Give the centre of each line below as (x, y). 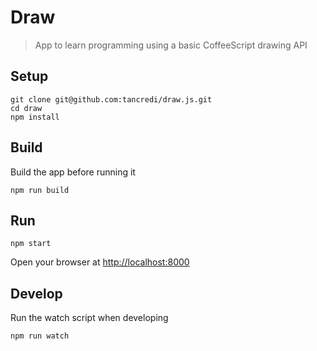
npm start (31, 244)
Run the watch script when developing (89, 318)
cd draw (26, 108)
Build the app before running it (73, 172)
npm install (35, 117)
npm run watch (40, 336)
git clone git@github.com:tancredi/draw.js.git (111, 99)
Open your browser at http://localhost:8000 (100, 262)
